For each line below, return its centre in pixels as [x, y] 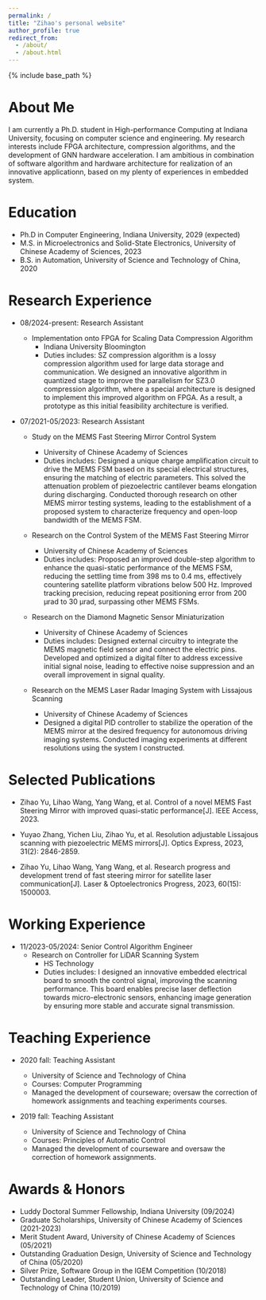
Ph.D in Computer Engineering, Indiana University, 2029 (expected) [130, 234]
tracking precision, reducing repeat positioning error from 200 [145, 593]
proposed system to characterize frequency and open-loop [141, 511]
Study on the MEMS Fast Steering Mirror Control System [124, 437]
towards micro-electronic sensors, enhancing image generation [147, 997]
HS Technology [69, 963]
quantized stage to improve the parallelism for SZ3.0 [129, 380]
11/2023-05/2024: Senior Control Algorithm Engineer [106, 946]
